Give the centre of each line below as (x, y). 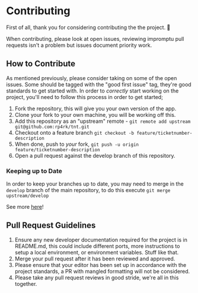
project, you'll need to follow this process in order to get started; (84, 97)
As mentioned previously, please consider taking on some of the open (92, 78)
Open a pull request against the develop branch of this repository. (95, 155)
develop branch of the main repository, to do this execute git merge (88, 190)
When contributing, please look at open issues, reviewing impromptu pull (95, 39)
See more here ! (25, 207)
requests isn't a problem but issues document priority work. (79, 45)
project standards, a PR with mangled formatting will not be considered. (102, 271)
